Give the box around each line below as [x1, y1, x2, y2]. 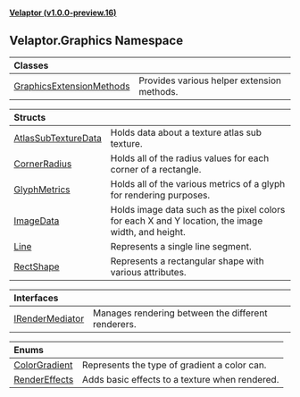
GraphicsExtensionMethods [13, 80, 130, 93]
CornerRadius [13, 157, 72, 170]
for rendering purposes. [110, 189, 211, 201]
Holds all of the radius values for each [110, 152, 270, 165]
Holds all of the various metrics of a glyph [110, 178, 286, 190]
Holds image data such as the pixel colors [110, 204, 286, 216]
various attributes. [110, 266, 187, 279]
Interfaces [13, 291, 59, 304]
